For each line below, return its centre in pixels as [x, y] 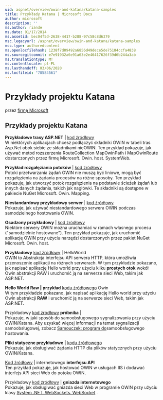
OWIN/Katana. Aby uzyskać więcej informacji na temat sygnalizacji [72, 323]
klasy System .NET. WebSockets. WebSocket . [52, 392]
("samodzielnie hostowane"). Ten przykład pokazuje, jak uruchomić [73, 233]
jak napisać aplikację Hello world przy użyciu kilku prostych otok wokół [77, 268]
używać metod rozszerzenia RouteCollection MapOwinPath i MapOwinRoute [81, 153]
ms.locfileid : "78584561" [31, 73]
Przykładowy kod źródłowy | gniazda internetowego [58, 382]
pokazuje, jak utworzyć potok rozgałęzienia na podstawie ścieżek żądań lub [81, 183]
